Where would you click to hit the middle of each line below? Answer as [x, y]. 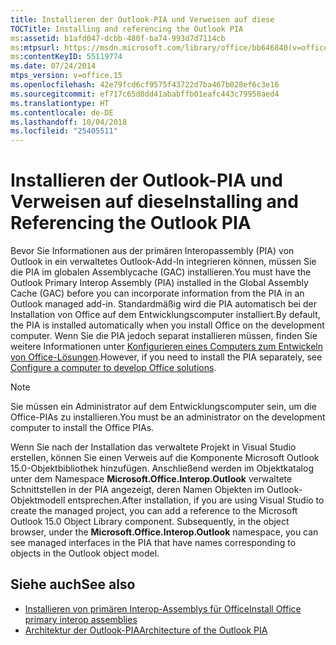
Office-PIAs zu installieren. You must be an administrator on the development [168, 417]
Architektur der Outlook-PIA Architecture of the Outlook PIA [146, 630]
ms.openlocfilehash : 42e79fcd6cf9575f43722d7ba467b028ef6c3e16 [145, 85]
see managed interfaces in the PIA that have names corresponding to [153, 543]
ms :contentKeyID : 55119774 [66, 57]
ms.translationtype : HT [60, 103]
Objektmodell [38, 500]
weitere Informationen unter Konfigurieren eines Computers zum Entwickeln [166, 347]
